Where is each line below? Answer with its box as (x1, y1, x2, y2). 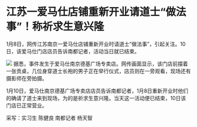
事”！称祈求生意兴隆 (6, 20, 104, 33)
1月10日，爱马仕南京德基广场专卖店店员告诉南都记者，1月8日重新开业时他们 (6, 87, 189, 94)
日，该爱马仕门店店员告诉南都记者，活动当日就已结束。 (6, 47, 140, 54)
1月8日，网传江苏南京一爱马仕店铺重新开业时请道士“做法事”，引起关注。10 (6, 40, 186, 47)
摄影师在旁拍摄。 (6, 74, 47, 82)
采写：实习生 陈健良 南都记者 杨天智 (6, 114, 93, 121)
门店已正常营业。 (6, 102, 47, 109)
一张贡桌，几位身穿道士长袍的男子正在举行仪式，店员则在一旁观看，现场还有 (6, 67, 191, 74)
